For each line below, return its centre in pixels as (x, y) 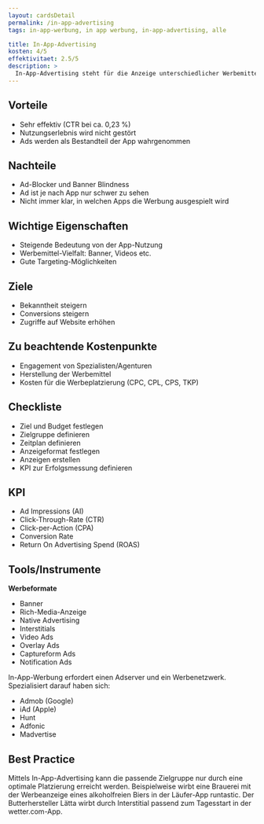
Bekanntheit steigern (53, 305)
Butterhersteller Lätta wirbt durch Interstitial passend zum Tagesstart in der (130, 804)
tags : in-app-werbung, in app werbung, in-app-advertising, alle (117, 30)
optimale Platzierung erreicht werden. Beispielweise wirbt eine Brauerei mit (130, 786)
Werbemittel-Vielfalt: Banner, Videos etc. (85, 253)
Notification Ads (46, 662)
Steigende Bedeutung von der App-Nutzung (91, 245)
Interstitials (37, 629)
